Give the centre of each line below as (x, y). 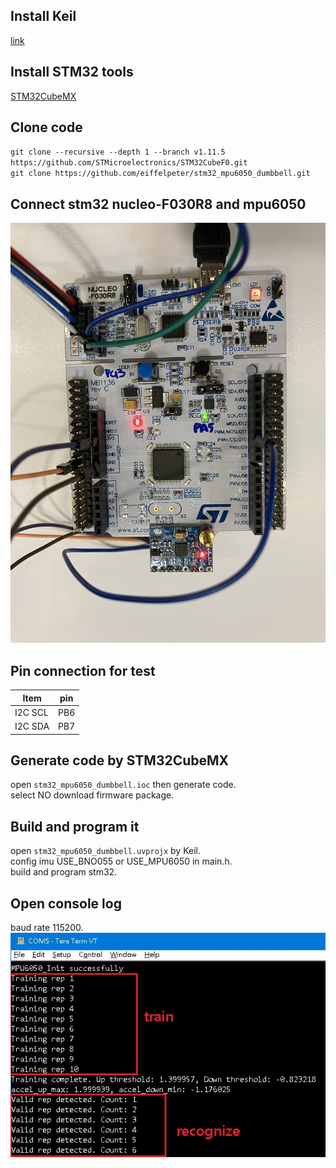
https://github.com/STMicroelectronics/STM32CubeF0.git (129, 163)
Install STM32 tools (72, 72)
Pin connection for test (83, 670)
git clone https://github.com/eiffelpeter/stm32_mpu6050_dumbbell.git (160, 174)
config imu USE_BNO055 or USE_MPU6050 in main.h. (121, 861)
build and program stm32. (64, 872)
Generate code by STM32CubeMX (120, 760)
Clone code (46, 127)
